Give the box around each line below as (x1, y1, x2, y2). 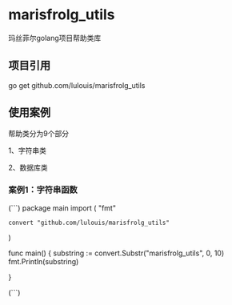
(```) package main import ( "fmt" (8, 203, 116, 213)
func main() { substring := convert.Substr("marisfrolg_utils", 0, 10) (8, 248, 225, 258)
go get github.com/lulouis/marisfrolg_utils (8, 80, 146, 90)
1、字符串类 (8, 146, 46, 155)
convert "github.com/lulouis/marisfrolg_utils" (8, 219, 170, 227)
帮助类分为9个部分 (8, 128, 70, 138)
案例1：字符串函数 (8, 184, 78, 195)
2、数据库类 (8, 163, 48, 172)
